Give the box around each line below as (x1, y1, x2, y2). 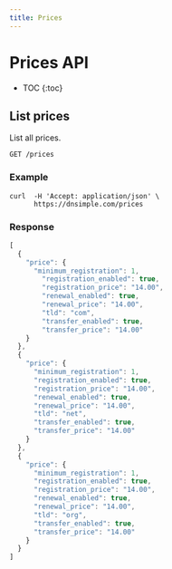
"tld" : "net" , (33, 410, 88, 419)
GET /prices (9, 150, 54, 159)
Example (9, 171, 49, 184)
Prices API (9, 52, 89, 72)
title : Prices (9, 13, 63, 23)
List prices (9, 108, 71, 123)
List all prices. (9, 132, 62, 143)
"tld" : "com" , (42, 308, 95, 317)
